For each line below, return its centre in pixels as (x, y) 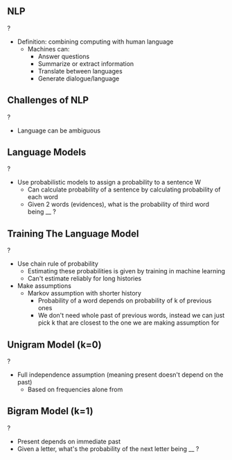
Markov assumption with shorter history (84, 293)
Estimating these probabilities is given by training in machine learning (126, 271)
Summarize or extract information (86, 63)
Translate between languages (80, 71)
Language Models (47, 152)
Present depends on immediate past (69, 441)
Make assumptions (44, 286)
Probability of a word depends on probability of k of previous (125, 300)
